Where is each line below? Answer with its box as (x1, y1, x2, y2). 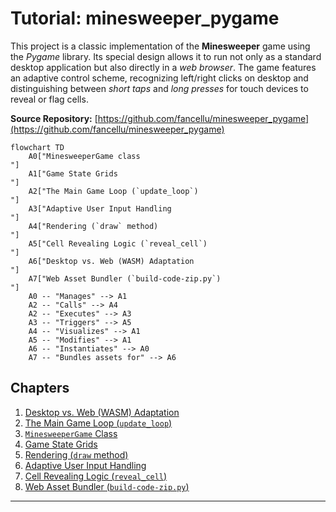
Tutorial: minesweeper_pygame (10, 7, 280, 30)
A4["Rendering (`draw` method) (28, 221, 159, 231)
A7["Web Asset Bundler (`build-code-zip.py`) (28, 273, 222, 284)
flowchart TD (10, 142, 65, 152)
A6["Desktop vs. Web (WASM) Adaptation (28, 256, 195, 266)
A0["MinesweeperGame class (28, 151, 141, 161)
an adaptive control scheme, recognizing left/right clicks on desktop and (10, 72, 309, 84)
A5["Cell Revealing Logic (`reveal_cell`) (28, 238, 208, 249)
